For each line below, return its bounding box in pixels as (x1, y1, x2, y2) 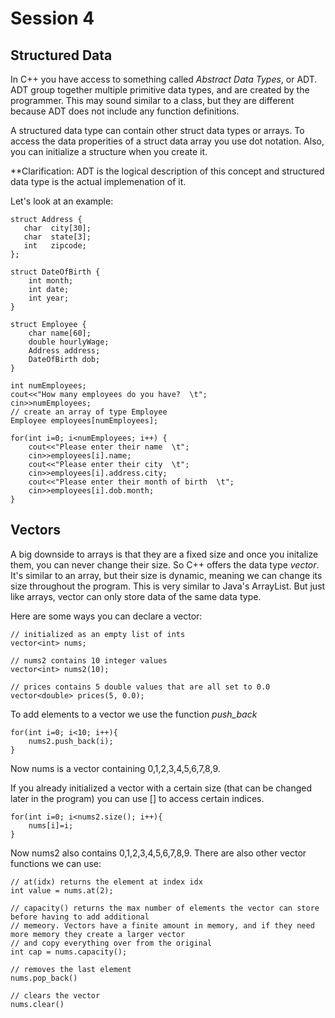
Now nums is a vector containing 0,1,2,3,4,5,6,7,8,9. (10, 762, 221, 774)
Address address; (28, 346, 101, 356)
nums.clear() (10, 999, 65, 1009)
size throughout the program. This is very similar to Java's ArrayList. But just (10, 580, 326, 592)
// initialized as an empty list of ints (10, 629, 186, 639)
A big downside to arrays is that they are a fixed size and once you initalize (10, 548, 319, 560)
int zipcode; (23, 241, 87, 251)
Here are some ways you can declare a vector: (10, 610, 203, 622)
